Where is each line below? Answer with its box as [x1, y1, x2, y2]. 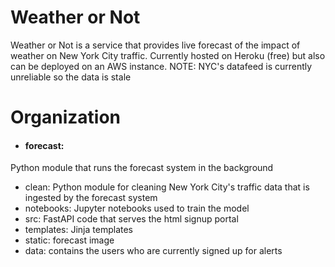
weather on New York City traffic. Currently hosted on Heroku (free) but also [10, 49, 326, 61]
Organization [10, 106, 121, 129]
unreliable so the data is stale [10, 71, 132, 83]
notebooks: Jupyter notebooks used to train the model [24, 202, 250, 215]
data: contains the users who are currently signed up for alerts [24, 245, 283, 257]
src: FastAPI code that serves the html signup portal [24, 213, 239, 225]
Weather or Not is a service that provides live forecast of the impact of [10, 39, 301, 51]
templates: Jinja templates [24, 224, 133, 236]
